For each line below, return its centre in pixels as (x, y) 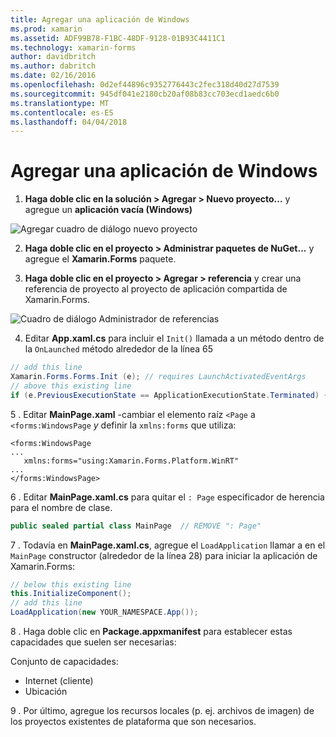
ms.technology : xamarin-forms (73, 47)
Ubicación (46, 692)
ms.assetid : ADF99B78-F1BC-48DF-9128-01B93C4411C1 (118, 38)
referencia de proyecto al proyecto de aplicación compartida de (156, 289)
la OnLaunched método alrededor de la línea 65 (119, 349)
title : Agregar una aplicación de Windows (100, 19)
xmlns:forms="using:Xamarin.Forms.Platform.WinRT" (131, 461)
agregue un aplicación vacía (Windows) (108, 210)
